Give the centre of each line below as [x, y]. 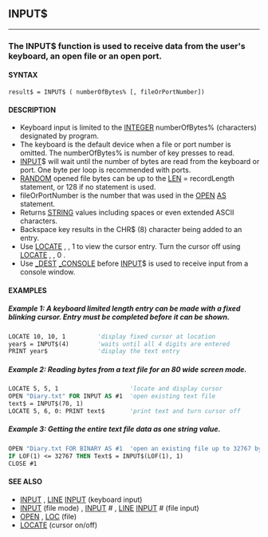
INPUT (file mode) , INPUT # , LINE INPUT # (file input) [109, 507]
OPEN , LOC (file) [48, 516]
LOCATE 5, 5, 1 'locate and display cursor [116, 389]
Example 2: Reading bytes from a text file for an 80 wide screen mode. [128, 369]
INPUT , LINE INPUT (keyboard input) [81, 499]
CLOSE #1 [23, 463]
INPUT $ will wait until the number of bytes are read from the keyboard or [140, 162]
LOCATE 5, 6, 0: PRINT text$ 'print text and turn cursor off [124, 411]
